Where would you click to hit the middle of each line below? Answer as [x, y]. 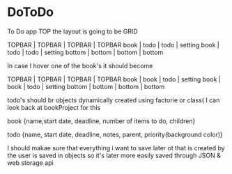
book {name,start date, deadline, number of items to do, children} [101, 121]
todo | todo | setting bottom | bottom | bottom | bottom [85, 52]
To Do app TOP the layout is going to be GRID [72, 31]
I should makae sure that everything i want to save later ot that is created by [116, 148]
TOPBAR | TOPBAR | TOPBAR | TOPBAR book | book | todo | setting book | [114, 79]
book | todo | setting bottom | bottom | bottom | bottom [86, 86]
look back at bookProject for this [54, 107]
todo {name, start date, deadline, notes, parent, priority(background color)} [115, 134]
